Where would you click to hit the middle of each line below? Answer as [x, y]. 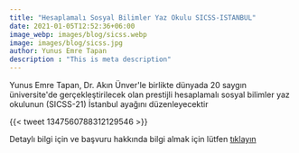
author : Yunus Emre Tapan [58, 51]
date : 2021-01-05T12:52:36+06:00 [72, 26]
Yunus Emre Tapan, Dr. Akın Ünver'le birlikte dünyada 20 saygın [128, 85]
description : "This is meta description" [90, 59]
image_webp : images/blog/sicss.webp [78, 34]
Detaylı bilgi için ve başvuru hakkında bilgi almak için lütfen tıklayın [133, 139]
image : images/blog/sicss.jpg [66, 43]
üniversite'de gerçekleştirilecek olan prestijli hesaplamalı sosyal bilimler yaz [150, 94]
